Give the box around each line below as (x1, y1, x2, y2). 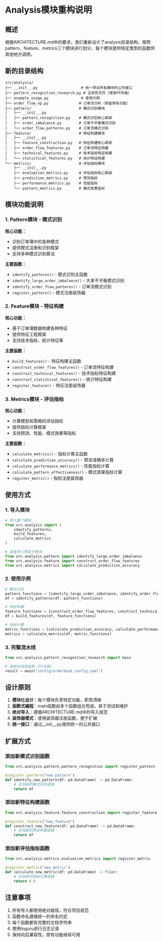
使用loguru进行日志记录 (12, 925, 59, 931)
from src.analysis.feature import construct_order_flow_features (5, 558, 140, 563)
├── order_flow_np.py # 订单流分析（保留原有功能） (5, 101, 130, 106)
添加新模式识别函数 (5, 753, 50, 760)
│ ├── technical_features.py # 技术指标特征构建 (5, 150, 113, 156)
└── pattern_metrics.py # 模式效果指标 (14, 186, 105, 191)
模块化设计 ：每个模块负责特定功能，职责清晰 (12, 697, 102, 703)
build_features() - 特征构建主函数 (12, 358, 81, 364)
